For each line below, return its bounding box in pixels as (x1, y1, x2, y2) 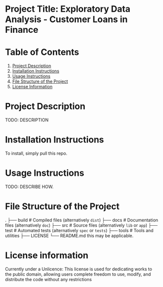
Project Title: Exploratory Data (5, 3, 131, 15)
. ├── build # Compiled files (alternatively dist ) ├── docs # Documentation (5, 217, 158, 223)
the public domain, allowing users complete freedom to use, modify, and (5, 271, 151, 277)
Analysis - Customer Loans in (5, 14, 128, 25)
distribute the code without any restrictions (5, 276, 92, 282)
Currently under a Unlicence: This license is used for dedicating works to (5, 266, 153, 272)
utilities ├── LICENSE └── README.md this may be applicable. (5, 233, 134, 239)
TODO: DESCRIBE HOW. (5, 184, 54, 190)
